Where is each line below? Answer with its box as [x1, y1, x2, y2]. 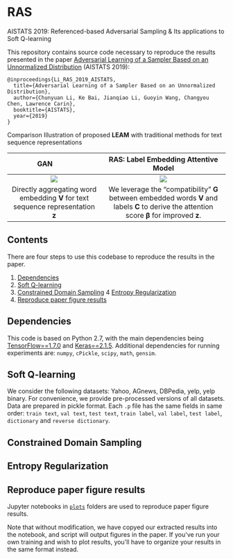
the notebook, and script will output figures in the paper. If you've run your [7, 530, 220, 538]
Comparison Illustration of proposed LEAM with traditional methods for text [7, 130, 223, 139]
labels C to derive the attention [113, 202, 214, 212]
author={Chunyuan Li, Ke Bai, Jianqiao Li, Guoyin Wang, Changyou [13, 94, 209, 101]
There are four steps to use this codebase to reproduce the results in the [7, 252, 215, 261]
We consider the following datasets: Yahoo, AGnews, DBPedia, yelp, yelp [7, 387, 216, 395]
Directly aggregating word [11, 184, 97, 194]
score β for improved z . [126, 210, 202, 220]
